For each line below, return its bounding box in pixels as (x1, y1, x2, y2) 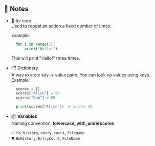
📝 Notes (4, 5, 29, 13)
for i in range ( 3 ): (16, 42, 56, 47)
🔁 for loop (11, 18, 32, 23)
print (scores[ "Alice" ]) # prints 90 (16, 104, 93, 109)
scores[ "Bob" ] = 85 (16, 95, 56, 100)
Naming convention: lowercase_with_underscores (11, 120, 114, 127)
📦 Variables (11, 113, 37, 119)
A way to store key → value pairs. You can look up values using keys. (11, 72, 151, 78)
